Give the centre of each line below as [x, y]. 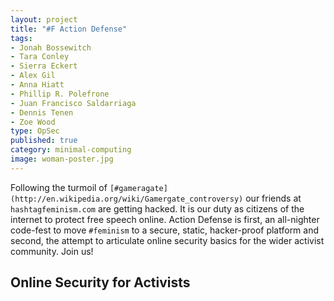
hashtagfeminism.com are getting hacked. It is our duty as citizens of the [157, 208]
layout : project [44, 19]
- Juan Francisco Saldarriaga [73, 103]
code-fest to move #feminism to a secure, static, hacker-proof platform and [165, 230]
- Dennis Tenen [42, 112]
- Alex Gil [33, 76]
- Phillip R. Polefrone [60, 94]
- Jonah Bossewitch [51, 47]
